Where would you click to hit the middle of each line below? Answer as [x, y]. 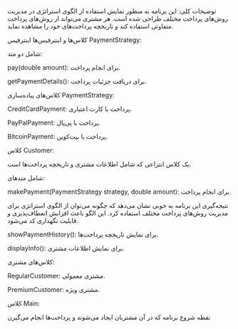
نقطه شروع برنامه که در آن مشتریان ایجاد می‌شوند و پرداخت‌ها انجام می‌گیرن [109, 317]
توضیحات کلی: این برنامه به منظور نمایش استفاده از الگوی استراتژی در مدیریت [112, 11]
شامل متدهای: [26, 178]
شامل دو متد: [25, 54]
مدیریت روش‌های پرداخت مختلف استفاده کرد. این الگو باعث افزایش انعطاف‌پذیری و [118, 213]
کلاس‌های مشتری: [31, 262]
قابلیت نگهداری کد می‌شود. [43, 220]
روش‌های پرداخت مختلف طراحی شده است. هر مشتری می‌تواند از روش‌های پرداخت [118, 19]
